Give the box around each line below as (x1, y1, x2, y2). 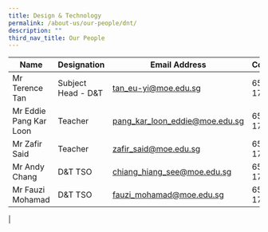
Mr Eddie (12, 105, 46, 116)
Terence (12, 83, 44, 94)
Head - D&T (57, 88, 104, 99)
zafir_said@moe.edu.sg (112, 144, 201, 155)
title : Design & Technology (8, 11, 102, 20)
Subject (57, 77, 87, 88)
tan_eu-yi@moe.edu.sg (112, 83, 201, 94)
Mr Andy (12, 161, 45, 172)
